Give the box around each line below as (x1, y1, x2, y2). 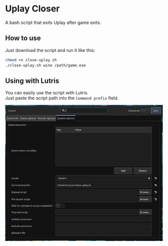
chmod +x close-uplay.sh (5, 57, 57, 62)
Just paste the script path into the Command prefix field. (5, 95, 119, 101)
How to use (5, 34, 41, 42)
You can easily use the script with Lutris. (5, 90, 89, 96)
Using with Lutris (5, 76, 59, 85)
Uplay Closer (5, 3, 60, 14)
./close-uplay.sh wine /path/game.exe (5, 63, 86, 68)
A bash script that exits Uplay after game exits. (5, 19, 101, 25)
